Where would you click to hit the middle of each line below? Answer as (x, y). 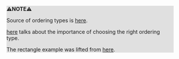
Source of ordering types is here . (47, 20)
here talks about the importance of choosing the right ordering (84, 32)
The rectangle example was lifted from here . (61, 50)
